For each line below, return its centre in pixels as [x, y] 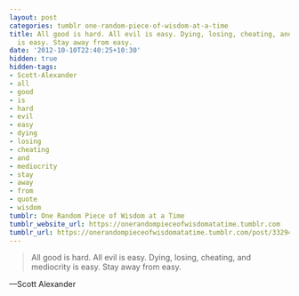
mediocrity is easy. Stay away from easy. [106, 267]
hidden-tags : [33, 68]
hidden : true [33, 59]
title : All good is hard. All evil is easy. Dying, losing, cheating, [143, 34]
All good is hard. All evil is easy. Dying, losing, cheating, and [141, 258]
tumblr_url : [31, 232]
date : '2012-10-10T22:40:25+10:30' [75, 51]
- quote [24, 200]
